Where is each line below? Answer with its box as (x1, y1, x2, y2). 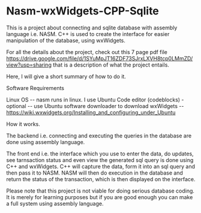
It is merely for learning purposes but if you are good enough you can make (6, 193, 193, 200)
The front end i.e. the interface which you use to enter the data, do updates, (6, 150, 194, 157)
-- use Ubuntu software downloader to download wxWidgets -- (27, 102, 184, 109)
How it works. (6, 120, 41, 127)
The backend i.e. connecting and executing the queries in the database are (6, 132, 192, 139)
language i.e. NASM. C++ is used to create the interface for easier (6, 30, 170, 37)
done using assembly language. (6, 138, 85, 145)
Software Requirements (6, 84, 65, 91)
